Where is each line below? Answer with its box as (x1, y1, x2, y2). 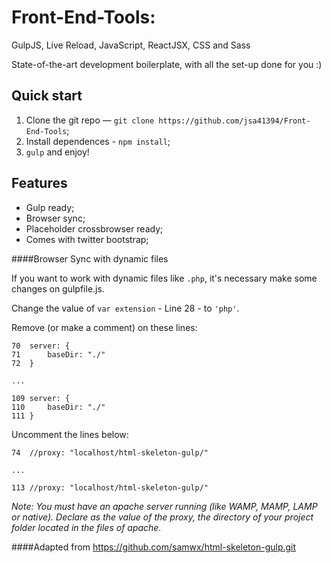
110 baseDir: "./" (11, 402, 106, 412)
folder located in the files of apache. (11, 521, 162, 533)
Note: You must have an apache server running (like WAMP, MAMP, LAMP (11, 500, 318, 512)
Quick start (11, 87, 83, 105)
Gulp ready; (25, 201, 75, 213)
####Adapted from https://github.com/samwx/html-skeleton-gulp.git (11, 541, 297, 553)
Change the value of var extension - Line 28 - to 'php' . (11, 302, 240, 314)
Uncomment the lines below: (11, 428, 129, 440)
